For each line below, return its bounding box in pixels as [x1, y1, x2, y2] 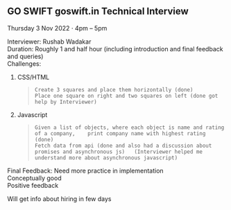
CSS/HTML [17, 73, 50, 81]
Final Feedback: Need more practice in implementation [7, 166, 164, 175]
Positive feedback [7, 181, 59, 189]
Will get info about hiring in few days [7, 194, 112, 203]
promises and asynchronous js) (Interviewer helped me [34, 148, 203, 155]
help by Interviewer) [34, 98, 97, 105]
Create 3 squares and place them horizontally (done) [34, 86, 194, 93]
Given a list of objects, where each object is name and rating [34, 124, 225, 131]
